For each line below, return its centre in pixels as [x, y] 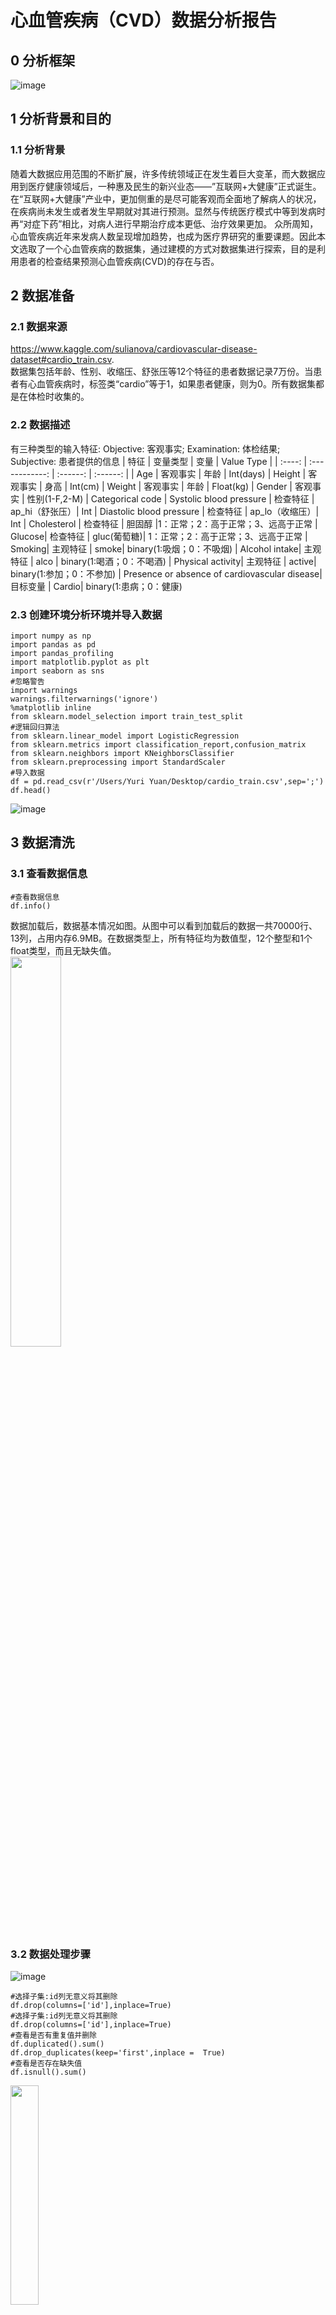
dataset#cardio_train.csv [61, 360]
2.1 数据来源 [39, 326]
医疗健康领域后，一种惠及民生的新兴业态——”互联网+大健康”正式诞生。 [174, 186]
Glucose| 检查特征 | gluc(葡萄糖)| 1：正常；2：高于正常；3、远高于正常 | [159, 536]
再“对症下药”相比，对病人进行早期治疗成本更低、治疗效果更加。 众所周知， [164, 223]
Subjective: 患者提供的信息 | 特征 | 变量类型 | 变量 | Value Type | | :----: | [159, 461]
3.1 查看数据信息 [49, 874]
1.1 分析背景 [38, 150]
